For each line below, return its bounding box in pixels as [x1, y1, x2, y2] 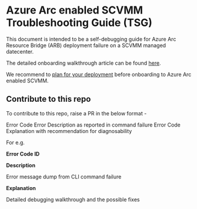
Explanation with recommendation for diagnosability [6, 127, 132, 134]
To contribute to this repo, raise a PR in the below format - [6, 110, 147, 117]
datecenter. [6, 48, 34, 55]
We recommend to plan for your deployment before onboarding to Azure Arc [6, 71, 192, 78]
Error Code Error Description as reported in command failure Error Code [6, 121, 181, 128]
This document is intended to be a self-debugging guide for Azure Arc [6, 35, 176, 42]
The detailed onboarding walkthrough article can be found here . [6, 59, 161, 67]
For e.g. [6, 139, 25, 146]
